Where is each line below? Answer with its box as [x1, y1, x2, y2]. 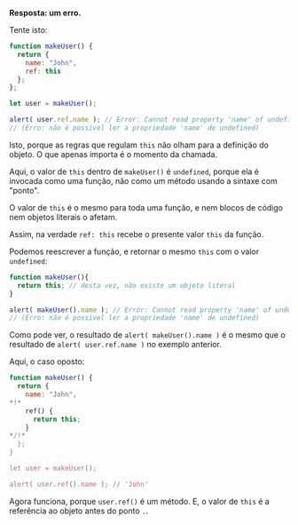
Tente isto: [9, 25, 48, 35]
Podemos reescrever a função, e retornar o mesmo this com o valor [9, 246, 260, 257]
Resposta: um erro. [9, 8, 82, 18]
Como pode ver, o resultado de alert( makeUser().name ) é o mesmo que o [9, 330, 286, 340]
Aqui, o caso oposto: [9, 356, 85, 367]
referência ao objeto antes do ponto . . [9, 505, 149, 516]
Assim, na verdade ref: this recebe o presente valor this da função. [9, 228, 264, 239]
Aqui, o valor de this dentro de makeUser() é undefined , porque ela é [9, 166, 260, 177]
